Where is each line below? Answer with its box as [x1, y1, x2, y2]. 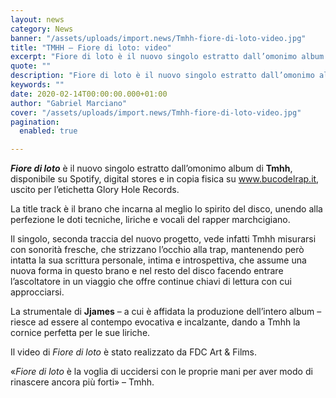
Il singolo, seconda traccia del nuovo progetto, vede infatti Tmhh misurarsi [10, 233, 317, 245]
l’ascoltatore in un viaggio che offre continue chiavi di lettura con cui [10, 276, 292, 288]
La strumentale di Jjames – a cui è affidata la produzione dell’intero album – [10, 306, 322, 318]
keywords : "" [10, 80, 65, 90]
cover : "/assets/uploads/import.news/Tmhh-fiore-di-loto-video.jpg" [10, 107, 302, 118]
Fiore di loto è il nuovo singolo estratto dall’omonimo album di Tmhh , [10, 162, 293, 175]
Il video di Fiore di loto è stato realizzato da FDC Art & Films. [10, 346, 258, 358]
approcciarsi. [10, 286, 65, 298]
